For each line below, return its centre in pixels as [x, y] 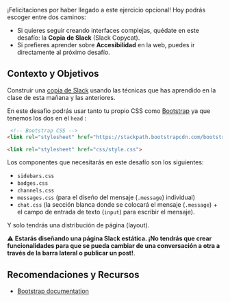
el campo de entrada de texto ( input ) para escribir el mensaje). [106, 212]
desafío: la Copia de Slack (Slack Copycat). [78, 38]
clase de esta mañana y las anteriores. [61, 97]
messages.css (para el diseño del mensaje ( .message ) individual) [106, 197]
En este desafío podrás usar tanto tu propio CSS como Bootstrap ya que [109, 111]
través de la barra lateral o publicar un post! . [71, 253]
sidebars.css [36, 176]
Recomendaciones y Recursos [73, 274]
